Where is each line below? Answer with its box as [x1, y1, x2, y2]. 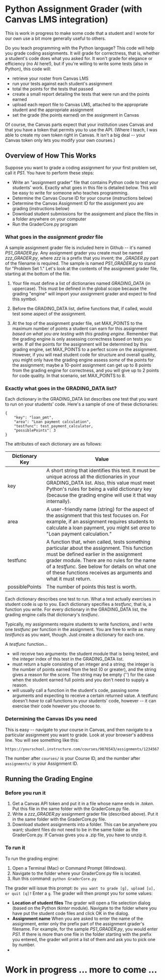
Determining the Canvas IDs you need [5, 715, 97, 722]
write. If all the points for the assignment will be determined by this [12, 341, 148, 348]
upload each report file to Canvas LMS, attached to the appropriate [12, 101, 148, 107]
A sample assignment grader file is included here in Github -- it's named [5, 245, 151, 251]
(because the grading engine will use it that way [46, 492, 157, 499]
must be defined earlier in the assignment [46, 551, 142, 558]
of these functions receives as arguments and [46, 569, 152, 576]
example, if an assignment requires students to [46, 518, 155, 525]
